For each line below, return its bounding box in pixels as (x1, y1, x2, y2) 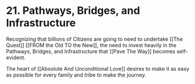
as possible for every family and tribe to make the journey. (6, 71, 146, 78)
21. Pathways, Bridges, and (6, 4, 141, 17)
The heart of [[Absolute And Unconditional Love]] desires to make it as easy (6, 65, 190, 72)
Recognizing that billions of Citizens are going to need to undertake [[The (6, 35, 183, 42)
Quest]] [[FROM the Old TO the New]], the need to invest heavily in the (6, 42, 177, 49)
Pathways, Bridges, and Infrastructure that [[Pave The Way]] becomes (6, 48, 176, 54)
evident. (6, 54, 26, 61)
